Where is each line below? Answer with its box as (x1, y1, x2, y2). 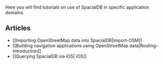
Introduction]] (12, 47, 41, 54)
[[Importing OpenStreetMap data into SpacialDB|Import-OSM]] (12, 37, 142, 43)
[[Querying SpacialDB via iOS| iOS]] (12, 53, 87, 59)
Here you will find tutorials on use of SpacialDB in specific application (5, 4, 149, 10)
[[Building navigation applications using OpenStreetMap (12, 42, 129, 48)
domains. (5, 9, 25, 15)
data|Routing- (129, 42, 158, 48)
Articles (5, 24, 31, 32)
